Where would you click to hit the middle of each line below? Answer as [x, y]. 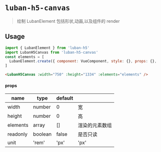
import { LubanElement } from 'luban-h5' [47, 48]
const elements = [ [25, 57]
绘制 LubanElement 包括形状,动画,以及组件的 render [68, 21]
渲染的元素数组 [95, 125]
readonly [18, 134]
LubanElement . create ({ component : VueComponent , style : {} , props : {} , [83, 61]
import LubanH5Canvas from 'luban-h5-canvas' [51, 52]
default [65, 98]
